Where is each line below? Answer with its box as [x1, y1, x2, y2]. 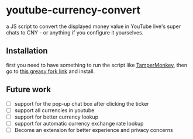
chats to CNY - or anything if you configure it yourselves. [6, 29, 144, 36]
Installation [6, 46, 48, 56]
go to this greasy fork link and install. [6, 68, 95, 75]
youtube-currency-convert [6, 4, 140, 17]
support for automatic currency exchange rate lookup [14, 120, 144, 127]
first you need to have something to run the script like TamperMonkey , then [6, 61, 188, 68]
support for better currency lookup [14, 113, 98, 120]
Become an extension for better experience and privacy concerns [14, 126, 174, 133]
